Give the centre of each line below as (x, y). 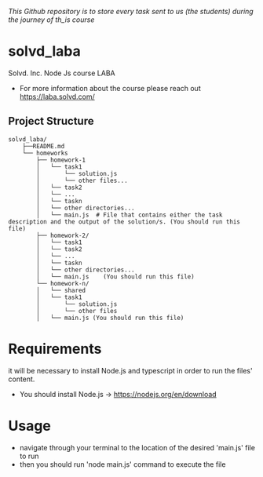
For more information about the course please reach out (110, 88)
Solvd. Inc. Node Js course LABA (62, 73)
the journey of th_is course (51, 20)
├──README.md (44, 146)
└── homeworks (45, 153)
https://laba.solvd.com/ (57, 96)
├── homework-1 (61, 160)
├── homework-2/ (63, 235)
